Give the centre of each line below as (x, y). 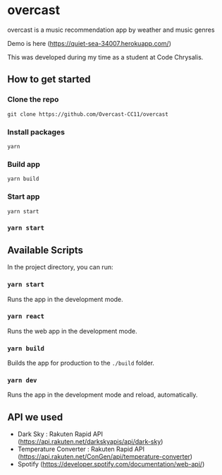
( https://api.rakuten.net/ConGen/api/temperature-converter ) (105, 457)
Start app (24, 197)
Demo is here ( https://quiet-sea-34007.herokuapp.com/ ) (89, 43)
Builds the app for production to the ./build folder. (81, 363)
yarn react (26, 316)
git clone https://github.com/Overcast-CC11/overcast (88, 114)
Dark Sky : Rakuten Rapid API (60, 434)
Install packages (36, 131)
